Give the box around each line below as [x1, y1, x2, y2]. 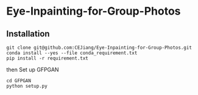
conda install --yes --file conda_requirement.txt [6, 50, 138, 56]
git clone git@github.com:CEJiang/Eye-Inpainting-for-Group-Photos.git [6, 44, 192, 51]
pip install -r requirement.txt [6, 55, 88, 62]
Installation [6, 29, 50, 39]
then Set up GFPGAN [6, 66, 59, 73]
